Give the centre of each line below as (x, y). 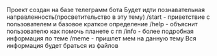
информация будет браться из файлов (63, 46)
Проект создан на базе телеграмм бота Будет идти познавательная (106, 10)
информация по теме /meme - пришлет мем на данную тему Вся (101, 38)
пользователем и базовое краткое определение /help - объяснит (102, 24)
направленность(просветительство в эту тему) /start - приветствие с (108, 17)
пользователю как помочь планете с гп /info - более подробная (100, 31)
